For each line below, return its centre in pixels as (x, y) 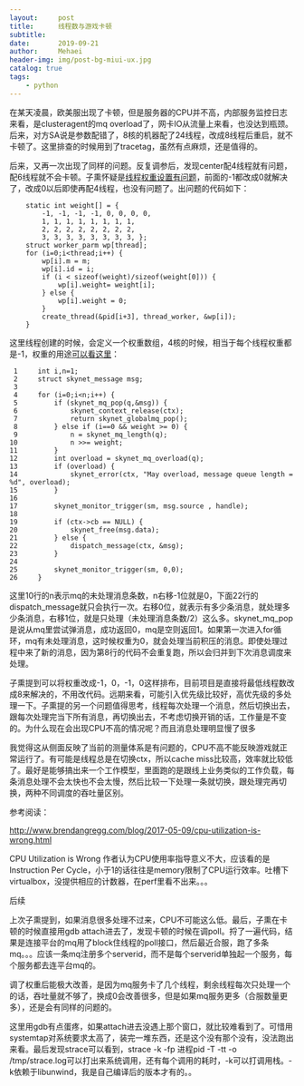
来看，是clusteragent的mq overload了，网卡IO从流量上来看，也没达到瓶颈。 (152, 123)
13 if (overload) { (62, 466)
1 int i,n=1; (46, 371)
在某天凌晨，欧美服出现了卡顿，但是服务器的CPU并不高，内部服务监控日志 (148, 112)
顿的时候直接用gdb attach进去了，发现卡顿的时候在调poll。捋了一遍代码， (147, 931)
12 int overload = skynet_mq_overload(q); (107, 458)
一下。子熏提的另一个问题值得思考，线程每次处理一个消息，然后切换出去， (156, 705)
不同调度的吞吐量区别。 (84, 792)
